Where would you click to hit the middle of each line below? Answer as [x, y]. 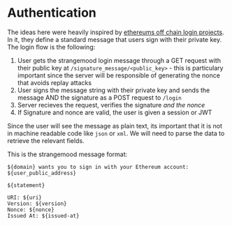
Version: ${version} [37, 204]
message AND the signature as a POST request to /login [99, 97]
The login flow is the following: [51, 47]
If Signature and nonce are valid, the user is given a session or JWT [115, 112]
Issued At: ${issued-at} [43, 216]
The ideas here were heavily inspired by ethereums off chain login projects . [116, 32]
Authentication [52, 13]
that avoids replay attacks [55, 82]
